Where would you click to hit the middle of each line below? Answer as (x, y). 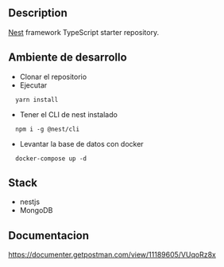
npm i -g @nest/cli (48, 129)
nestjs (30, 202)
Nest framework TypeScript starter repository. (84, 32)
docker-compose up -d (51, 159)
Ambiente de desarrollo (68, 58)
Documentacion (49, 236)
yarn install (37, 100)
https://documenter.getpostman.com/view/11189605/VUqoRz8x (112, 255)
